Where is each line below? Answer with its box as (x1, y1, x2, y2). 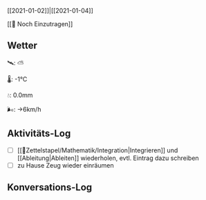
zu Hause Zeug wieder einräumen (17, 161, 114, 169)
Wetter (7, 40, 38, 52)
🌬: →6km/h (7, 105, 41, 113)
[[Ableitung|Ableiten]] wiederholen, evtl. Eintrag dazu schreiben (17, 154, 199, 162)
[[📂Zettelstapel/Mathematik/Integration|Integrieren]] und (17, 146, 178, 154)
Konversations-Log (7, 181, 93, 193)
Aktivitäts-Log (7, 128, 71, 139)
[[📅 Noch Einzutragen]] (7, 20, 73, 28)
